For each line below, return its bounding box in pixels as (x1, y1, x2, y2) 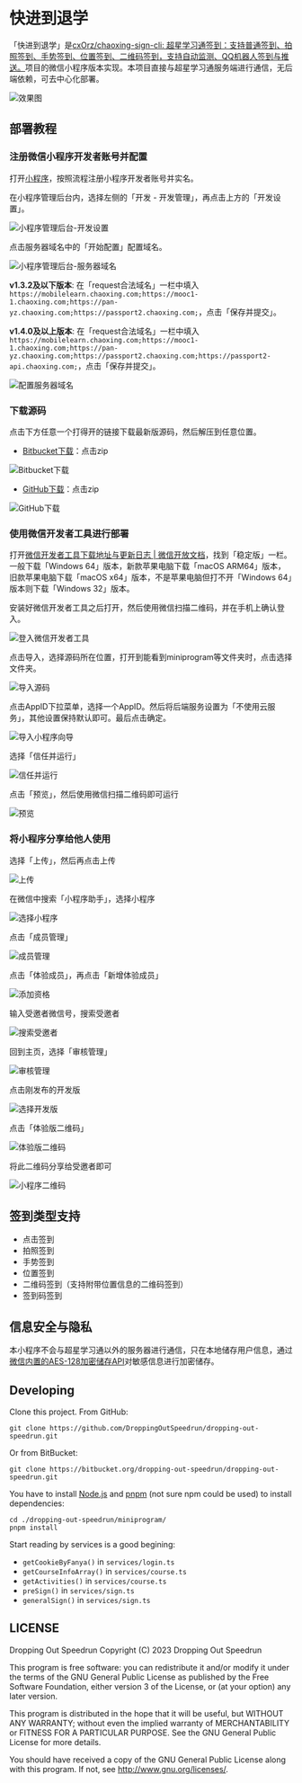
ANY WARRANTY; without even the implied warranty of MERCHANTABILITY (9, 1717, 290, 1728)
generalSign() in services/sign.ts (22, 1594, 151, 1605)
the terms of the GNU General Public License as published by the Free (9, 1672, 270, 1682)
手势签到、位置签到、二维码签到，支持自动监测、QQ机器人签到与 (40, 50, 281, 61)
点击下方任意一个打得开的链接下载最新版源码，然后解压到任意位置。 (9, 426, 262, 437)
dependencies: (9, 1498, 65, 1509)
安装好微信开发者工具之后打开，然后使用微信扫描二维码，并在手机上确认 (9, 602, 277, 613)
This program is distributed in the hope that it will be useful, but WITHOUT (9, 1707, 284, 1718)
